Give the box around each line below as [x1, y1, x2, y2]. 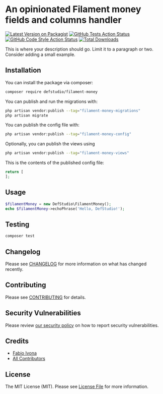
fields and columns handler [5, 14, 122, 26]
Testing [5, 220, 30, 229]
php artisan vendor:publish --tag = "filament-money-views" [5, 150, 129, 156]
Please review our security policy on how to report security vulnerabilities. [5, 322, 159, 328]
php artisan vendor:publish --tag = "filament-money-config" [5, 132, 132, 137]
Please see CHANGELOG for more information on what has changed [5, 261, 147, 267]
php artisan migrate [5, 112, 49, 118]
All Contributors [12, 356, 45, 362]
